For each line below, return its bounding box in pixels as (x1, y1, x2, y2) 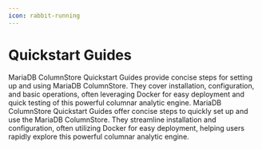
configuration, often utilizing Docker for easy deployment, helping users (8, 123, 245, 132)
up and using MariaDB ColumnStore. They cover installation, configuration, (8, 80, 255, 90)
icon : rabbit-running (8, 11, 81, 20)
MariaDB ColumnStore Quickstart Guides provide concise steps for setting (8, 73, 253, 82)
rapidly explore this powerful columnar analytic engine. (8, 131, 189, 141)
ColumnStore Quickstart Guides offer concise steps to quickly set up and (8, 106, 249, 116)
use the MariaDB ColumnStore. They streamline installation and (8, 115, 216, 124)
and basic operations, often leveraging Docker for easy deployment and (8, 89, 245, 99)
